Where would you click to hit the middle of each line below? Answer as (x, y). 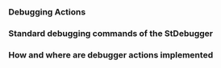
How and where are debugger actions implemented (111, 54)
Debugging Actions (47, 12)
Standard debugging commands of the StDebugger (111, 33)
